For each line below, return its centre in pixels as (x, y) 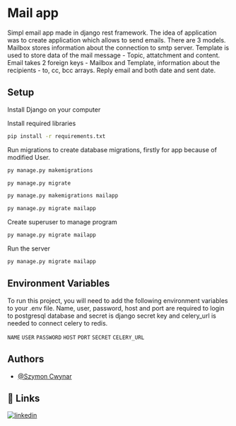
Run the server (29, 248)
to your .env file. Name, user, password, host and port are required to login (116, 308)
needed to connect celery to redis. (58, 323)
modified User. (29, 157)
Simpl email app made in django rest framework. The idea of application (112, 33)
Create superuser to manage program (63, 222)
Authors (26, 359)
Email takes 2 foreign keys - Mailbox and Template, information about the (114, 62)
